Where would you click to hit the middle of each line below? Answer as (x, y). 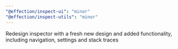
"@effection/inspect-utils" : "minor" (52, 17)
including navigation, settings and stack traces (62, 40)
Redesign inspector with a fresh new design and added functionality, (89, 33)
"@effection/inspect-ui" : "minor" (48, 11)
